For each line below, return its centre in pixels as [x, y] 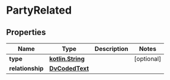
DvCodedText [69, 68]
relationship [26, 68]
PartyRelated [39, 10]
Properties [26, 32]
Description [111, 49]
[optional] [148, 59]
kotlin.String [67, 59]
